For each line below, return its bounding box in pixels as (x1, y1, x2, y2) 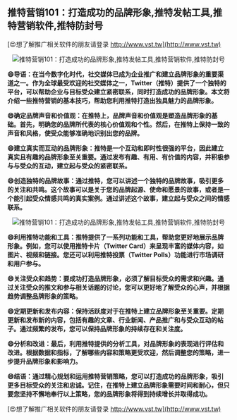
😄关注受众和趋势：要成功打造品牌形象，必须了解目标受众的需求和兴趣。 (7, 274, 218, 283)
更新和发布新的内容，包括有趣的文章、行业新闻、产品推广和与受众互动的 (7, 316, 217, 324)
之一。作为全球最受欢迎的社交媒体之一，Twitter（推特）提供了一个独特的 (13, 78, 227, 87)
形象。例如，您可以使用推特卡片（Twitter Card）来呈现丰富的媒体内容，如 (7, 242, 224, 250)
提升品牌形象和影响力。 (13, 357, 82, 365)
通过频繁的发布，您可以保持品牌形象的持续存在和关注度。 (19, 324, 187, 333)
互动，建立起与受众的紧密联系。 (37, 161, 131, 170)
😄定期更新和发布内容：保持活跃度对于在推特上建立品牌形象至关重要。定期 (7, 307, 224, 315)
